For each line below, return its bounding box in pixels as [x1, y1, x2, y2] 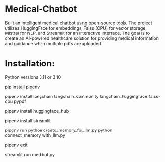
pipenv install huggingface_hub [5, 108, 69, 114]
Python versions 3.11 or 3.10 [5, 74, 61, 80]
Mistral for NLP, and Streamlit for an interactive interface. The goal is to [5, 30, 150, 36]
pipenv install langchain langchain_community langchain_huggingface [5, 93, 148, 99]
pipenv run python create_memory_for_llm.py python [5, 127, 113, 133]
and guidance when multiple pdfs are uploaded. [5, 40, 103, 46]
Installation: [5, 58, 55, 69]
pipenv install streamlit [5, 117, 51, 124]
